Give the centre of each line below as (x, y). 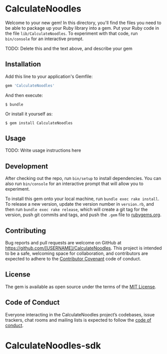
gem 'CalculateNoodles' (30, 85)
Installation (23, 64)
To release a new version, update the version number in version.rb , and (80, 204)
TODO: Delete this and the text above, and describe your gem (69, 48)
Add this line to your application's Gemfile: (49, 76)
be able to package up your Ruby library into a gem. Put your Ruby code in (82, 28)
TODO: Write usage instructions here (43, 150)
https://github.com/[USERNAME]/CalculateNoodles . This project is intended (83, 248)
